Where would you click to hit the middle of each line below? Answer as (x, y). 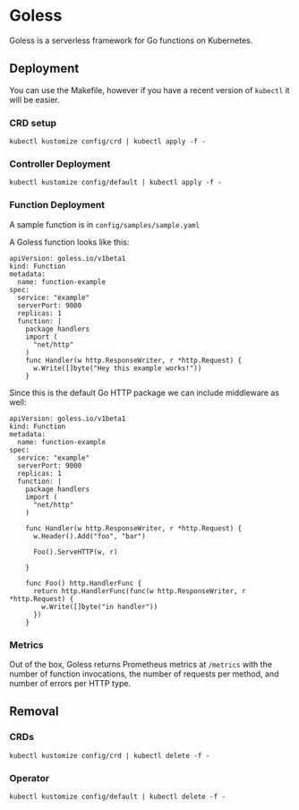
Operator (30, 778)
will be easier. (34, 99)
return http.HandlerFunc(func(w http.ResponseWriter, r (139, 591)
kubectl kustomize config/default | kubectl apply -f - (115, 183)
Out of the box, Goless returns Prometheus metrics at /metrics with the (141, 664)
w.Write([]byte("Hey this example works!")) (117, 368)
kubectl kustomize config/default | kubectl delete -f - (118, 797)
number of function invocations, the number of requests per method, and (144, 674)
